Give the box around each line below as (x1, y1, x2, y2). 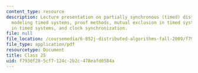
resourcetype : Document (6, 47, 65, 53)
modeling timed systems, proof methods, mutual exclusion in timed (11, 19, 181, 25)
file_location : (6, 36, 44, 42)
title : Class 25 (6, 52, 46, 58)
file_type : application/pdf (6, 42, 75, 48)
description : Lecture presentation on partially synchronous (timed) (6, 14, 181, 20)
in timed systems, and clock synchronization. (11, 25, 128, 31)
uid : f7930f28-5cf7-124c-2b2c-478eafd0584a (6, 58, 115, 64)
